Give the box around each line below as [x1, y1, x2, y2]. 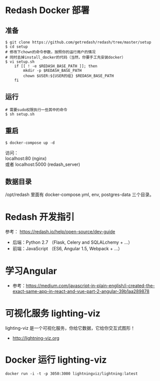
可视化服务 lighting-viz [5, 308, 101, 319]
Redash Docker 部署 [5, 5, 90, 16]
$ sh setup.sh [5, 112, 35, 117]
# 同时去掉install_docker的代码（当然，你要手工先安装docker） [5, 55, 126, 60]
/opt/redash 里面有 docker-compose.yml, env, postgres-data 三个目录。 [5, 192, 154, 198]
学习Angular [5, 265, 57, 276]
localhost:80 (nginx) [5, 155, 47, 161]
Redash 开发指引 [5, 211, 75, 223]
